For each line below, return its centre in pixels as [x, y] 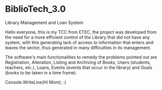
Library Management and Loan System [44, 22]
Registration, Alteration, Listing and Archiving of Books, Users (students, [78, 62]
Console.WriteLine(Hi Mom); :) [36, 82]
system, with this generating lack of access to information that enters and [79, 42]
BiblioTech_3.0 [35, 9]
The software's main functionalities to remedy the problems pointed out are [81, 57]
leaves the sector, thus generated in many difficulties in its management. [78, 47]
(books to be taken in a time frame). [41, 72]
